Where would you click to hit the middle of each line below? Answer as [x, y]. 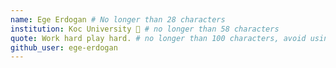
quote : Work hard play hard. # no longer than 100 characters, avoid [158, 38]
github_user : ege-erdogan [64, 47]
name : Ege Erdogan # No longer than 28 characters [118, 19]
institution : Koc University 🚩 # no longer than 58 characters [145, 29]
